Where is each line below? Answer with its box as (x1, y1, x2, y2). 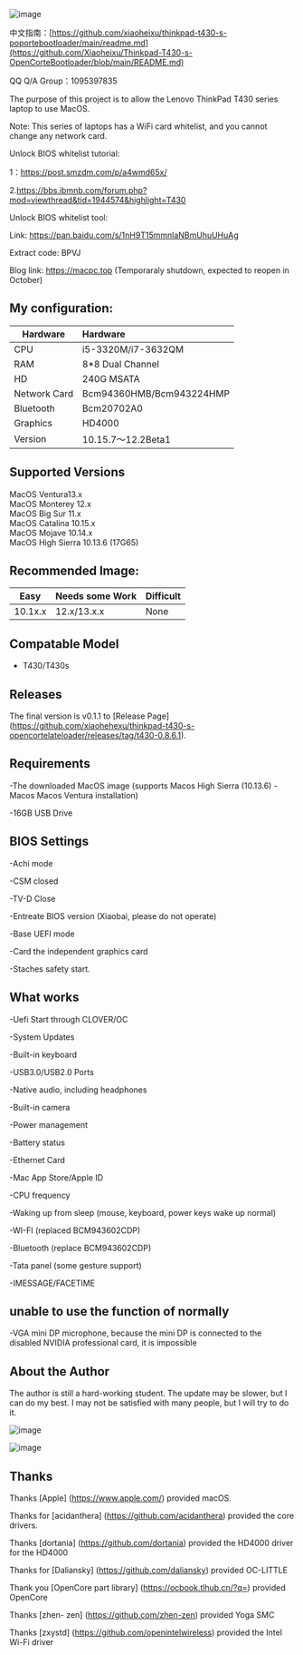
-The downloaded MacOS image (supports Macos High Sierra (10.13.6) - (9, 780, 279, 791)
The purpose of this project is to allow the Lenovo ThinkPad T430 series (9, 93, 279, 104)
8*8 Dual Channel (81, 357, 160, 370)
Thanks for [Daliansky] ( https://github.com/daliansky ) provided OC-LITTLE (9, 1564, 288, 1575)
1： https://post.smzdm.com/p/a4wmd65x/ (9, 167, 167, 177)
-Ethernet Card (9, 1154, 66, 1165)
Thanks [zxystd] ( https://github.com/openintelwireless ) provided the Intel (9, 1627, 283, 1638)
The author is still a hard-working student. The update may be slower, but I (9, 1388, 288, 1399)
